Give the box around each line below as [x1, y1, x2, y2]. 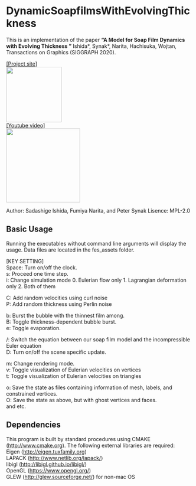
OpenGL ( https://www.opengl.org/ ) [6, 467, 92, 474]
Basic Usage [6, 224, 53, 234]
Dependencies [6, 420, 61, 430]
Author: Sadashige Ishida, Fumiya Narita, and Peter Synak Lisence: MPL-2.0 [6, 207, 191, 214]
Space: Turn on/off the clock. [6, 264, 77, 271]
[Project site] [6, 60, 37, 67]
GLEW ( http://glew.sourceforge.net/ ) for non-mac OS [6, 473, 135, 480]
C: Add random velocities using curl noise [6, 294, 108, 301]
